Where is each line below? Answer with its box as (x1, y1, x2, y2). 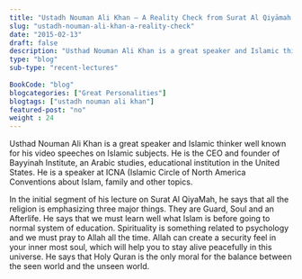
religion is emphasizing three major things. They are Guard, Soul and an (9, 203, 274, 214)
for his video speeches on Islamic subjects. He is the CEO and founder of (9, 148, 280, 158)
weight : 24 (9, 113, 54, 122)
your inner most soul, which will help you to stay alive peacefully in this (9, 242, 272, 253)
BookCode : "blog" (9, 80, 75, 89)
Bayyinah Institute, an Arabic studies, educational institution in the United (9, 157, 280, 168)
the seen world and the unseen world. (9, 261, 150, 272)
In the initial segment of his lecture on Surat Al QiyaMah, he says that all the (9, 194, 289, 205)
